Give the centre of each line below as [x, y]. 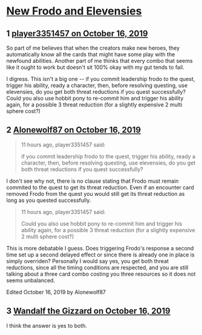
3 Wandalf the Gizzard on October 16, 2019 [88, 311]
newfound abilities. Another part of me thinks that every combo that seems [99, 61]
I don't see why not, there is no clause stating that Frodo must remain [93, 181]
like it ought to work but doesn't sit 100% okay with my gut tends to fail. [95, 67]
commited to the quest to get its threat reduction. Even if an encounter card [100, 187]
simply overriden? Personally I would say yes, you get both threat [88, 261]
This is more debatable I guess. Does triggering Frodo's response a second [100, 248]
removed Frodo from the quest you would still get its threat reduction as [96, 194]
